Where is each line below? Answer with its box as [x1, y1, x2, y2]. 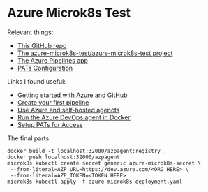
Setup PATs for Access [17, 120, 83, 128]
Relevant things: [7, 28, 54, 36]
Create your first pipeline [17, 98, 89, 106]
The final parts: [7, 134, 51, 142]
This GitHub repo [17, 41, 67, 50]
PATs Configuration [17, 64, 73, 72]
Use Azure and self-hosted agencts [17, 105, 120, 114]
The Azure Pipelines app [17, 56, 89, 64]
